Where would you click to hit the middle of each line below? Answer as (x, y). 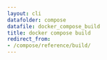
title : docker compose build (49, 33)
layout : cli (24, 13)
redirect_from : (29, 39)
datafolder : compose (37, 20)
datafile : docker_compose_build (53, 26)
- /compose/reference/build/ (49, 46)
